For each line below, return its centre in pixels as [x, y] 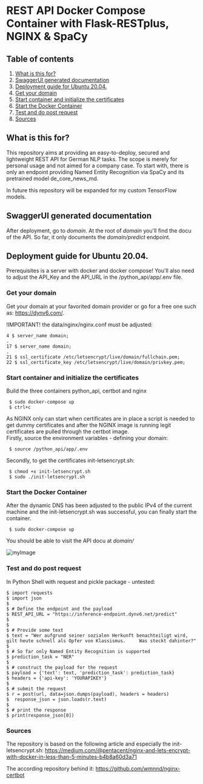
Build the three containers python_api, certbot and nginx [77, 391]
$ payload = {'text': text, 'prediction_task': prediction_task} [90, 673]
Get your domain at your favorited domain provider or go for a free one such [101, 306]
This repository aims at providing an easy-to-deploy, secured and [88, 152]
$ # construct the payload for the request [62, 667]
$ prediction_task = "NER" [40, 657]
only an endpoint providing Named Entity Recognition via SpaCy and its [95, 172]
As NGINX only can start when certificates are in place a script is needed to [101, 419]
